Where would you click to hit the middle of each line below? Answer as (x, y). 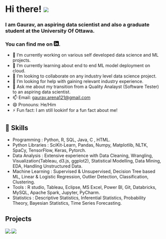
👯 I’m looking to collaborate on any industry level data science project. (84, 76)
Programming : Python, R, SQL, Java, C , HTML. (61, 140)
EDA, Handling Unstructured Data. (47, 166)
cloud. (19, 71)
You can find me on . (33, 44)
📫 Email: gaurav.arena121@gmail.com (51, 97)
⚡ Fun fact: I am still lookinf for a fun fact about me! (65, 110)
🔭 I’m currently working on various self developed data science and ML (85, 55)
